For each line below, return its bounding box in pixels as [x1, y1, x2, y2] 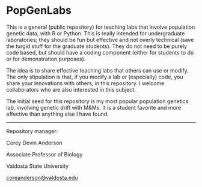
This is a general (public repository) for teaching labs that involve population [6, 23, 195, 31]
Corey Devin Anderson [6, 139, 63, 146]
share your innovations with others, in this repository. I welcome [6, 79, 165, 87]
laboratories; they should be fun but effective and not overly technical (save [6, 36, 194, 43]
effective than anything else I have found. [6, 110, 109, 117]
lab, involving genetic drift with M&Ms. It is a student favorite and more [6, 104, 182, 111]
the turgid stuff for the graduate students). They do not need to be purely [6, 43, 188, 50]
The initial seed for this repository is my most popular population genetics [6, 97, 189, 105]
